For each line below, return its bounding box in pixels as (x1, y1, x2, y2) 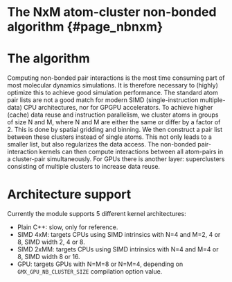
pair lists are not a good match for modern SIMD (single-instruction (7, 96, 199, 104)
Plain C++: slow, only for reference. (17, 223, 118, 231)
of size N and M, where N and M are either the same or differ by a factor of (7, 118, 221, 126)
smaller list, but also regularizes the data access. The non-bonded (7, 140, 196, 149)
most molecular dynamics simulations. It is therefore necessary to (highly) (7, 81, 218, 90)
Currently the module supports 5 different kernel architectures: (7, 210, 186, 218)
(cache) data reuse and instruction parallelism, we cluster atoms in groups (7, 110, 219, 119)
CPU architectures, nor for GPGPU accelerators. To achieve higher (23, 103, 213, 112)
